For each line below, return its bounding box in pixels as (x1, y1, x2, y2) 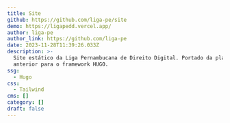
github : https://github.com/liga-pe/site (7, 16, 127, 23)
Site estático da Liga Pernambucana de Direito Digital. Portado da (13, 55, 213, 61)
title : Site (7, 10, 41, 17)
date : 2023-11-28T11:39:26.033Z (7, 42, 99, 49)
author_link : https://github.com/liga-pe (7, 36, 127, 42)
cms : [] (7, 93, 29, 100)
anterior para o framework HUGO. (13, 61, 109, 68)
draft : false (7, 105, 44, 112)
